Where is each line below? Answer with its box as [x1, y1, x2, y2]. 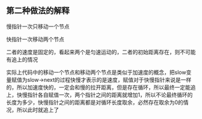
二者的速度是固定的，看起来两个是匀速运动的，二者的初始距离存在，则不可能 [6, 48, 196, 55]
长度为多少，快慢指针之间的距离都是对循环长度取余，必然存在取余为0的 [6, 99, 183, 106]
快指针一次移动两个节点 [6, 35, 64, 43]
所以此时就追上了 [16, 106, 59, 113]
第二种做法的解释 [6, 5, 70, 16]
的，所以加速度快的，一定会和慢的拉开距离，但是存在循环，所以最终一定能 [6, 84, 191, 91]
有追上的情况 [6, 56, 38, 63]
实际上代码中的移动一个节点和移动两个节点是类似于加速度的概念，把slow [6, 69, 186, 76]
